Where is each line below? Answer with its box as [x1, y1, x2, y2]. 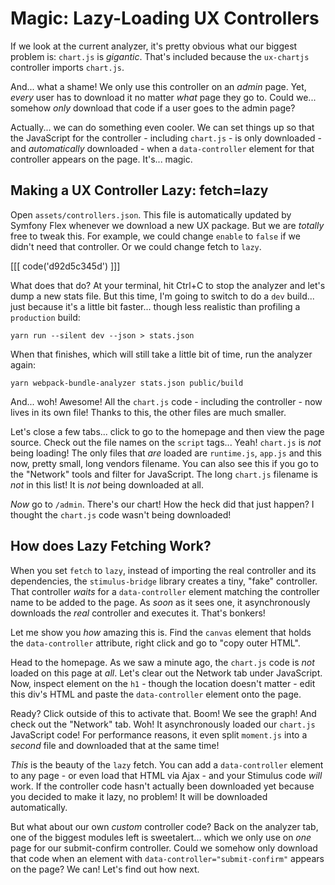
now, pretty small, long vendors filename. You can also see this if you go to [10, 457, 319, 469]
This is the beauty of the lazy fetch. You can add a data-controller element [10, 758, 324, 771]
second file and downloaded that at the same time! [10, 739, 220, 751]
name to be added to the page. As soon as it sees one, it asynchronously [10, 596, 311, 608]
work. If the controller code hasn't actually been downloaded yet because [10, 780, 315, 792]
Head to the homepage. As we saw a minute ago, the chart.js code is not [10, 656, 315, 668]
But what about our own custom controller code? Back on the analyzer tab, [10, 820, 319, 832]
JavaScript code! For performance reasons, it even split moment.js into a [10, 728, 308, 741]
